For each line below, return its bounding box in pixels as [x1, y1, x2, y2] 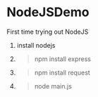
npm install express [34, 54, 91, 63]
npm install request [34, 68, 91, 77]
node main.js [34, 82, 72, 90]
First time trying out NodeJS [6, 27, 89, 36]
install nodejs [16, 41, 56, 49]
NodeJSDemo [6, 4, 90, 20]
